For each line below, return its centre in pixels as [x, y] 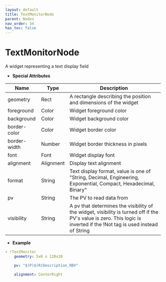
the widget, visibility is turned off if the [114, 212]
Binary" [78, 190]
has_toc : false [21, 28]
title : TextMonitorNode [30, 14]
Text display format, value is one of [110, 171]
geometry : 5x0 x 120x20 [39, 256]
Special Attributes [31, 76]
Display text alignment [95, 163]
